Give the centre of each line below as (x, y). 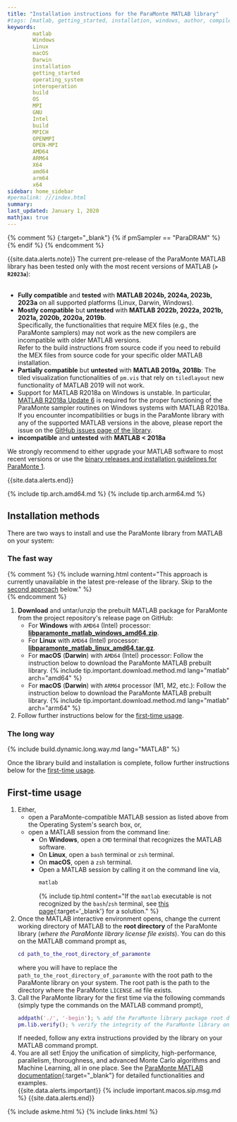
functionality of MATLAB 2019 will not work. (81, 385)
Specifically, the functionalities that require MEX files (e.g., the (108, 325)
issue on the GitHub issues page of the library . (85, 430)
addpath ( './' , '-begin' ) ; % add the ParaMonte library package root (120, 1018)
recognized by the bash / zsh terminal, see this (104, 903)
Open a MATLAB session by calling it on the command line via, (129, 869)
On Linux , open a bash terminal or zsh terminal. (107, 854)
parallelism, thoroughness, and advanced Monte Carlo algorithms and (119, 1061)
